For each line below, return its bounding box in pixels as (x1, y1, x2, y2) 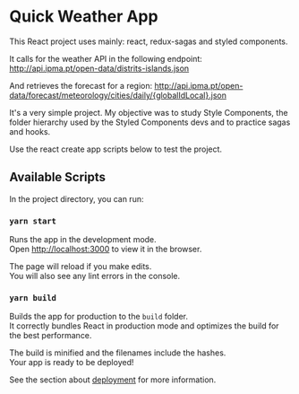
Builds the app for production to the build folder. (9, 311, 189, 322)
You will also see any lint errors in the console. (9, 271, 181, 282)
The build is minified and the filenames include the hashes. (9, 347, 226, 358)
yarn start (9, 215, 56, 226)
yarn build (9, 293, 56, 302)
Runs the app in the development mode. (9, 234, 157, 245)
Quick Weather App (9, 6, 158, 27)
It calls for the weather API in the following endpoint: (9, 53, 203, 64)
